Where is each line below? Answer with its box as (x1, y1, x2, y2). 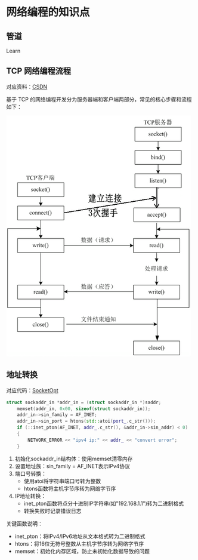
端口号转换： (14, 470, 47, 477)
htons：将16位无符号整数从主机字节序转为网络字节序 (14, 540, 144, 547)
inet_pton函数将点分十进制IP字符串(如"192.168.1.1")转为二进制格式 (23, 500, 184, 507)
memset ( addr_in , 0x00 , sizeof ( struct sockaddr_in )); (17, 405, 151, 412)
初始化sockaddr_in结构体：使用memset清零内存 (14, 455, 133, 462)
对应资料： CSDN (6, 83, 48, 90)
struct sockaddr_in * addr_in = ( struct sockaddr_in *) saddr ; (6, 399, 162, 405)
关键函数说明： (6, 520, 43, 527)
